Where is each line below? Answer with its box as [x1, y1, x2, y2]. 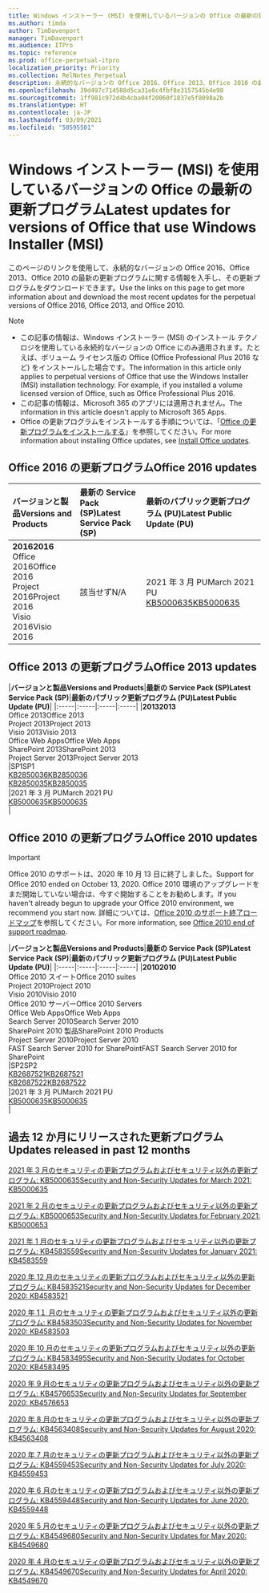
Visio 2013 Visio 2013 [8, 727, 77, 738]
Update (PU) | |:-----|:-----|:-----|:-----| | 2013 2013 [8, 702, 176, 712]
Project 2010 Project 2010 [8, 981, 91, 991]
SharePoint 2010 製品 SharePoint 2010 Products [8, 1026, 164, 1036]
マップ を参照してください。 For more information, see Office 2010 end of [14, 918, 255, 928]
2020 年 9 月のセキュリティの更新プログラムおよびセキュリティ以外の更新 [8, 1378, 253, 1388]
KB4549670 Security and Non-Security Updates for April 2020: [39, 1567, 248, 1576]
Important [8, 853, 41, 863]
